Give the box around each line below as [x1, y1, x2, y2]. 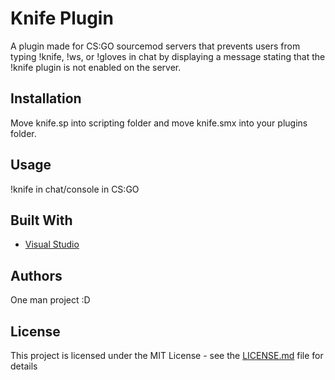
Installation [10, 90, 82, 107]
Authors [10, 267, 63, 284]
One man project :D [10, 294, 91, 306]
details [10, 360, 38, 372]
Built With [10, 212, 73, 229]
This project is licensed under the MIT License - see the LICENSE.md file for [10, 350, 324, 361]
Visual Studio [24, 238, 80, 251]
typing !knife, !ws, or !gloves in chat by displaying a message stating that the [10, 50, 326, 62]
